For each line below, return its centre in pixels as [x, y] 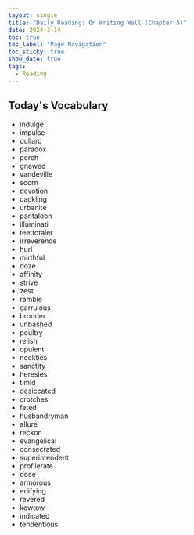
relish [28, 341]
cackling [33, 199]
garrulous [35, 308]
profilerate [36, 466]
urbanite [33, 208]
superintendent [44, 458]
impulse [32, 133]
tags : [17, 67]
